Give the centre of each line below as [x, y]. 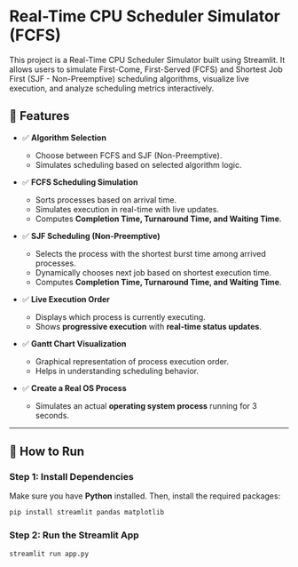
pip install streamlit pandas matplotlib [87, 513]
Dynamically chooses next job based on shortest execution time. [153, 272]
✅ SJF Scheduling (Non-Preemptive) [91, 236]
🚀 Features [39, 116]
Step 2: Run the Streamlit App [74, 535]
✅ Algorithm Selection [64, 137]
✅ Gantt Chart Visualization [74, 343]
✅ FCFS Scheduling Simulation [80, 182]
